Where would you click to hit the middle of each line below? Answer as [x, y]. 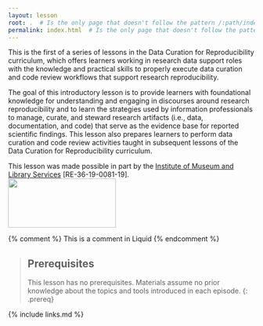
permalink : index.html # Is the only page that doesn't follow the [122, 30]
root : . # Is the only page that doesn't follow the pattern [112, 23]
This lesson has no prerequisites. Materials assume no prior [124, 283]
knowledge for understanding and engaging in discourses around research [129, 101]
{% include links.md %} [46, 314]
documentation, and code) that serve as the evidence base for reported [124, 126]
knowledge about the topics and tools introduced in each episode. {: [137, 291]
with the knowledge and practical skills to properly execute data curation [125, 69]
